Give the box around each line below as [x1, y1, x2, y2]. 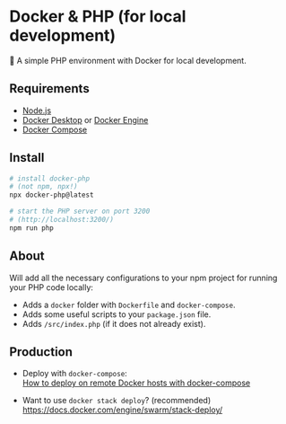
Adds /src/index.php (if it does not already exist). [22, 318, 206, 329]
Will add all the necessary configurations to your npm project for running [9, 272, 278, 283]
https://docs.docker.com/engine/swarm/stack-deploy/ [22, 404, 223, 415]
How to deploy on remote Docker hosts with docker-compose [22, 377, 251, 388]
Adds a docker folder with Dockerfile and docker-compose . [22, 299, 236, 310]
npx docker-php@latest [9, 190, 94, 199]
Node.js [22, 105, 52, 116]
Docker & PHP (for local [9, 6, 186, 27]
